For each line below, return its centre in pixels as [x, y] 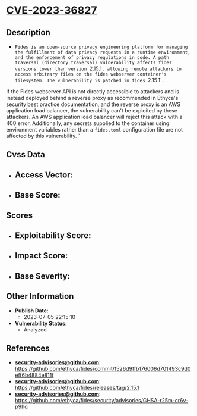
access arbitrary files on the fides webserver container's [90, 74]
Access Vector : [44, 175]
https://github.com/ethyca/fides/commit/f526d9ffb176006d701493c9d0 [103, 369]
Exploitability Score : [53, 235]
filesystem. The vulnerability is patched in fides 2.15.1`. [89, 80]
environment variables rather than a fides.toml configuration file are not [94, 129]
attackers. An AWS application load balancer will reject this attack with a [94, 117]
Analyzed [35, 329]
